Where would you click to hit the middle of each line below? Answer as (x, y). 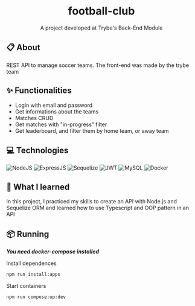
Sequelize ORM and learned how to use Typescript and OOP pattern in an (98, 208)
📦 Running (28, 234)
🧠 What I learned (38, 187)
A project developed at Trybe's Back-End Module (101, 28)
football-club (101, 11)
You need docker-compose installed (53, 251)
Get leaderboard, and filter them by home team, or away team (92, 130)
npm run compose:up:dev (36, 297)
